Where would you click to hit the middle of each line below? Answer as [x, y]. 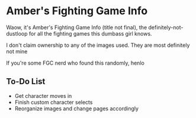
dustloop [17, 33]
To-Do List [26, 82]
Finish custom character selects [54, 102]
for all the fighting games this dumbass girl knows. [90, 33]
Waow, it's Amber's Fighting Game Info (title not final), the [77, 27]
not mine [17, 51]
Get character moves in [43, 95]
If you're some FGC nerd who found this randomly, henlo [75, 63]
